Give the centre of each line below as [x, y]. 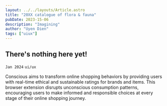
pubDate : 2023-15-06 [27, 19]
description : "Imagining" [32, 24]
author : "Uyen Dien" [27, 29]
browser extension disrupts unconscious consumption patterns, [72, 87]
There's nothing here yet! [46, 54]
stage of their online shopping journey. [46, 98]
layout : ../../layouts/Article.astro [45, 10]
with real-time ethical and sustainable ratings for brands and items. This [80, 82]
